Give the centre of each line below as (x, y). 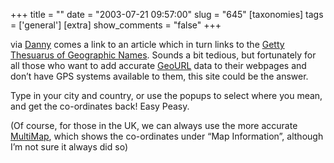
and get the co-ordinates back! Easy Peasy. (100, 106)
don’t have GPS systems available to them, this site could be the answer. (159, 76)
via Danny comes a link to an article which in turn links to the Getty (147, 44)
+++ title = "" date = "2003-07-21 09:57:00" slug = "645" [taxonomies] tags (167, 14)
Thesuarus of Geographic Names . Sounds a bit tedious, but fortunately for (163, 55)
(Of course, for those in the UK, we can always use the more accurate (154, 125)
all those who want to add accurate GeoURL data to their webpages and (158, 65)
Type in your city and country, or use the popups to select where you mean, (166, 95)
